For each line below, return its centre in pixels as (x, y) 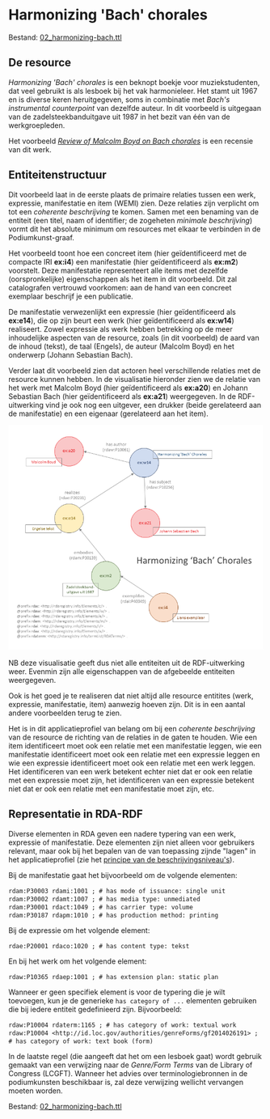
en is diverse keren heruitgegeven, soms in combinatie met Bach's (119, 100)
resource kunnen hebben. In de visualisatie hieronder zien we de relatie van (135, 379)
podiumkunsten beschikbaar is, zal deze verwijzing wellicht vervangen (126, 1082)
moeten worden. (36, 1091)
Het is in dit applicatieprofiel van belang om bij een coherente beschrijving (132, 728)
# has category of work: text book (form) (81, 1041)
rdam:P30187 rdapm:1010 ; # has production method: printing (114, 915)
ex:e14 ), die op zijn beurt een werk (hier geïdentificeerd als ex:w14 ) (121, 320)
